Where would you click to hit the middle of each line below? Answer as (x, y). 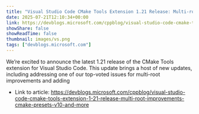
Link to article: (32, 92)
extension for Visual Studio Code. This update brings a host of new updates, (99, 68)
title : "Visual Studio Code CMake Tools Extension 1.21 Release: (88, 12)
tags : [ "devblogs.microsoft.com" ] (49, 45)
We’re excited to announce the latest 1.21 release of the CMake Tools (90, 61)
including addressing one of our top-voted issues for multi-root (83, 74)
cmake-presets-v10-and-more (52, 104)
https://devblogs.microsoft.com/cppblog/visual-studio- (118, 92)
